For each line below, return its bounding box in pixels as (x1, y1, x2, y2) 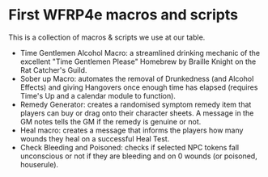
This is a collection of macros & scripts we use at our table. (8, 32, 206, 42)
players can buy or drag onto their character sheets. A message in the (19, 107, 254, 118)
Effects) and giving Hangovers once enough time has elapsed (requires (19, 82, 258, 92)
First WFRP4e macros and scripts (8, 6, 239, 24)
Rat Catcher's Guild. (19, 65, 87, 74)
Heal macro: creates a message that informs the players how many (19, 125, 244, 135)
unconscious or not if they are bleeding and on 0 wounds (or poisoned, (19, 151, 257, 161)
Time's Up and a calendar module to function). (19, 91, 177, 100)
